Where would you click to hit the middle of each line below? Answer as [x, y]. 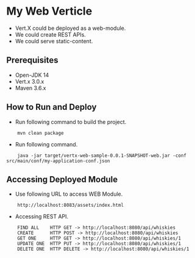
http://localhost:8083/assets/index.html [70, 206]
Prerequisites [32, 60]
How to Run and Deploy [51, 107]
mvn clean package [41, 133]
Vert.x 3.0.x [30, 81]
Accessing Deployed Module [62, 179]
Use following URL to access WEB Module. [69, 194]
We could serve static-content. [54, 41]
